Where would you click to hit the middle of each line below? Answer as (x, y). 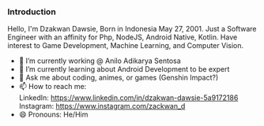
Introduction (32, 12)
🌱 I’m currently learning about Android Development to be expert (124, 69)
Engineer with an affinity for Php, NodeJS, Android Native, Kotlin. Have (123, 37)
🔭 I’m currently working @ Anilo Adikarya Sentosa (100, 61)
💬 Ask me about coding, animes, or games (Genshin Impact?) (119, 78)
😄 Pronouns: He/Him (53, 115)
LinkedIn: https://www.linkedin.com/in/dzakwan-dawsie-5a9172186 (128, 98)
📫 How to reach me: (53, 87)
